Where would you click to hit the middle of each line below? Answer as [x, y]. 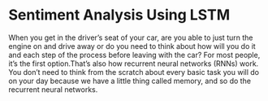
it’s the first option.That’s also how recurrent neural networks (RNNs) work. [134, 64]
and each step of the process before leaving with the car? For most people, [134, 55]
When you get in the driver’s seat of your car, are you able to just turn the [131, 37]
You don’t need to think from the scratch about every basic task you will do [134, 72]
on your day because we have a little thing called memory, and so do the [130, 81]
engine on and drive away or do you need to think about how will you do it [132, 46]
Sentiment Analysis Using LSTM [119, 15]
